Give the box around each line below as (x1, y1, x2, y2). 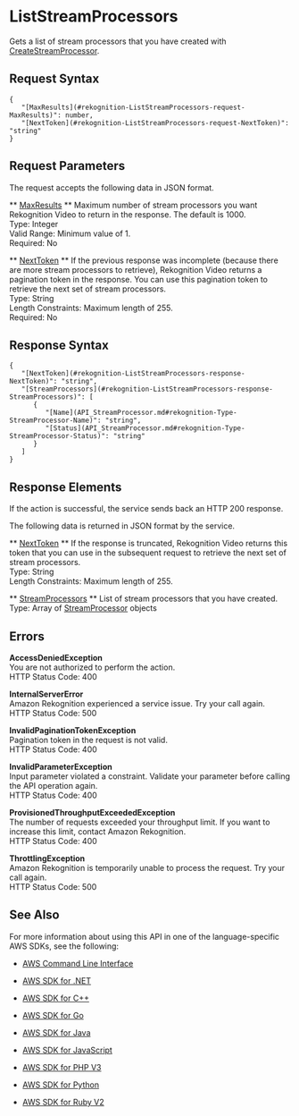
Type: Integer (9, 218, 59, 229)
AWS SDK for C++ (21, 993, 89, 1003)
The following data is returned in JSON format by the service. (9, 520, 235, 531)
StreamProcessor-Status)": (9, 432, 110, 441)
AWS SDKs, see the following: (9, 941, 119, 951)
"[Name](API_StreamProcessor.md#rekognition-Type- (45, 409, 238, 418)
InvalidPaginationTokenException (9, 725, 137, 735)
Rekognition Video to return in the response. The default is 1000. (9, 208, 247, 220)
